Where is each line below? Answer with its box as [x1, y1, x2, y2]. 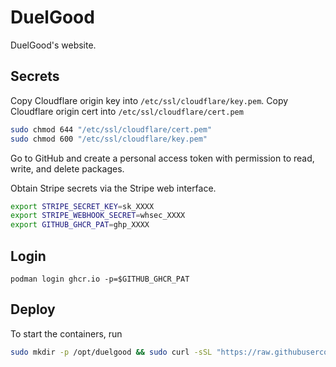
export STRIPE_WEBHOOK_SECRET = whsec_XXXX [10, 211, 186, 221]
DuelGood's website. [10, 39, 97, 51]
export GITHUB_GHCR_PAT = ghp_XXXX [10, 220, 150, 230]
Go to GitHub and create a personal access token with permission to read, [10, 152, 315, 164]
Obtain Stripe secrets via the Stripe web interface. [10, 182, 217, 194]
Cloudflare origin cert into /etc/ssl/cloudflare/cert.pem [10, 105, 244, 117]
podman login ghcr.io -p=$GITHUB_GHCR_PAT [10, 274, 190, 284]
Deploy [10, 301, 56, 318]
